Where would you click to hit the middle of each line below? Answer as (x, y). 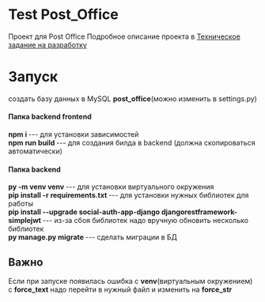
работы (21, 204)
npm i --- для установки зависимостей (74, 134)
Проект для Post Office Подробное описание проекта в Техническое (125, 36)
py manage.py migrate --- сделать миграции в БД (93, 237)
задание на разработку (47, 44)
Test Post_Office (63, 15)
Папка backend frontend (50, 117)
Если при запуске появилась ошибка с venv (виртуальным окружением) (131, 281)
